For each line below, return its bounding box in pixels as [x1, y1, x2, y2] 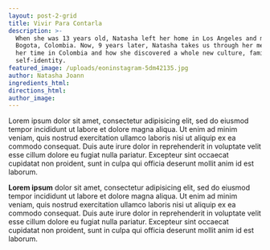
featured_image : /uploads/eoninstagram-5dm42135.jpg [8, 64, 189, 72]
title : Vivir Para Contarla [8, 19, 103, 27]
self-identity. [15, 57, 67, 65]
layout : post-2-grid [8, 11, 78, 20]
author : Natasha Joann [8, 72, 84, 80]
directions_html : [8, 86, 67, 95]
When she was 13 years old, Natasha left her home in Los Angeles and [15, 34, 257, 43]
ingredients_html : [8, 79, 70, 87]
